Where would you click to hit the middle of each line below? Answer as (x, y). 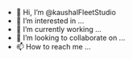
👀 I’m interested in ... (50, 21)
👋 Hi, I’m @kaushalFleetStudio (66, 12)
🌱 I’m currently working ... (59, 29)
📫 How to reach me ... (53, 47)
